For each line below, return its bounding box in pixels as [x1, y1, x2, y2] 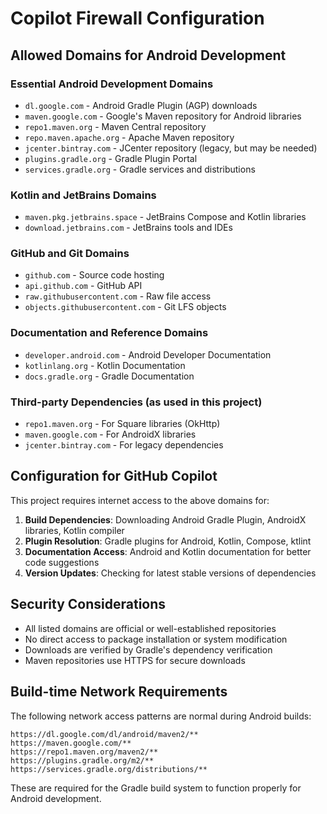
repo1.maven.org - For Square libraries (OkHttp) [24, 418, 221, 430]
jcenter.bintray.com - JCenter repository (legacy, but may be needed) [24, 142, 318, 154]
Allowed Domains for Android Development [10, 47, 287, 64]
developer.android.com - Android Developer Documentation [24, 348, 272, 361]
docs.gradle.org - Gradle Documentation [24, 370, 195, 382]
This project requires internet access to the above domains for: [10, 494, 270, 506]
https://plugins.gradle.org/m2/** [10, 755, 155, 766]
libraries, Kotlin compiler [24, 524, 125, 536]
